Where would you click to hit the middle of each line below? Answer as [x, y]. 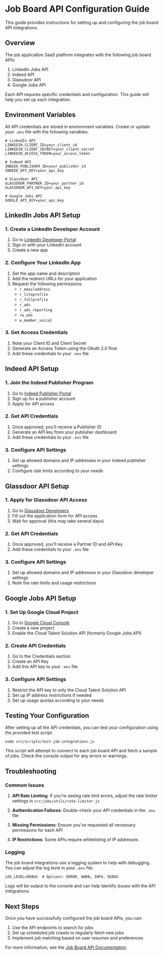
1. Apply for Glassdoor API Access [46, 500]
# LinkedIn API [20, 141]
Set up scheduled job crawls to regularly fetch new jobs [68, 933]
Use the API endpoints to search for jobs [53, 928]
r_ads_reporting [36, 310]
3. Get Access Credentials [36, 332]
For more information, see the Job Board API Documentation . [66, 947]
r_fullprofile [34, 300]
